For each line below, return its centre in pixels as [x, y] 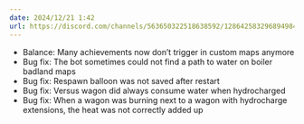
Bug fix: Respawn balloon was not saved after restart [121, 81]
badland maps [49, 71]
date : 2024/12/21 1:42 [52, 18]
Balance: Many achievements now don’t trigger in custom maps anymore [158, 52]
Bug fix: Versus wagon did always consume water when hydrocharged [154, 91]
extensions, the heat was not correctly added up [113, 110]
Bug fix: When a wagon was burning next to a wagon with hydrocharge [155, 100]
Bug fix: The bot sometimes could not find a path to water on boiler [147, 62]
